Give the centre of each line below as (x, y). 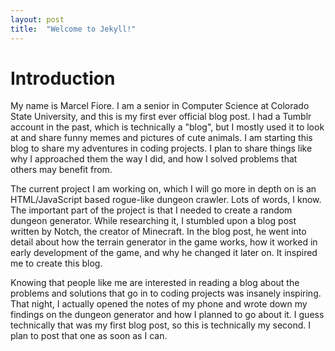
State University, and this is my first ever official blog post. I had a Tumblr (161, 117)
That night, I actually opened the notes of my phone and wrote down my (159, 304)
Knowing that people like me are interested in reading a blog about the (155, 283)
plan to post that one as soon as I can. (89, 336)
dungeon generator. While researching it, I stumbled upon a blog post (153, 221)
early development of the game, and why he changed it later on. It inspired (164, 253)
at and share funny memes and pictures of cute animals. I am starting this (161, 138)
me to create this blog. (56, 263)
